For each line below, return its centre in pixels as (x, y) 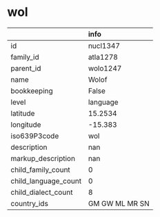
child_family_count (40, 169)
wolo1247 (105, 68)
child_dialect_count (42, 192)
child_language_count (46, 181)
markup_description (43, 158)
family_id (25, 57)
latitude (23, 113)
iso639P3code (35, 136)
